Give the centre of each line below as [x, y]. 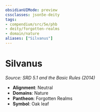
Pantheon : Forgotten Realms [42, 98]
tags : [11, 19]
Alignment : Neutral [33, 88]
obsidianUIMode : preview [31, 10]
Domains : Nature [31, 93]
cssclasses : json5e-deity [32, 15]
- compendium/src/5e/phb [31, 24]
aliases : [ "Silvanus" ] [29, 39]
